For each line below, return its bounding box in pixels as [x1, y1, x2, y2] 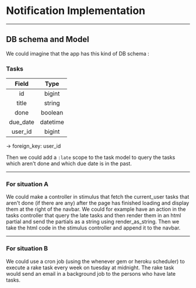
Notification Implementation [6, 4, 146, 18]
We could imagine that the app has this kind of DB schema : [6, 50, 150, 57]
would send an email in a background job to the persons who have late [6, 270, 176, 277]
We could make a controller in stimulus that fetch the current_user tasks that [6, 193, 190, 200]
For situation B [6, 244, 48, 252]
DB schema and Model [6, 34, 89, 44]
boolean [40, 109, 64, 117]
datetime [40, 118, 64, 126]
